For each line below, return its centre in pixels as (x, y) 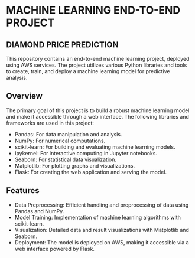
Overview (25, 96)
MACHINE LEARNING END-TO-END (93, 10)
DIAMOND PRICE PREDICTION (63, 45)
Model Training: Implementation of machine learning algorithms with (98, 217)
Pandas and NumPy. (39, 211)
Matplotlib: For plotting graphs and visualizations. (74, 165)
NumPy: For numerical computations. (60, 141)
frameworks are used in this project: (50, 123)
